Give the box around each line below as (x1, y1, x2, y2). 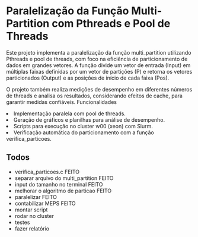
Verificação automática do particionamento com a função (14, 129, 154, 136)
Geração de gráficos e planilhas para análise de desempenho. (14, 116, 165, 123)
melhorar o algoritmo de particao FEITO (14, 187, 111, 194)
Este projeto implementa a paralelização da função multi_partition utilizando (6, 49, 191, 56)
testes (14, 219, 30, 226)
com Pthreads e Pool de (51, 17, 171, 30)
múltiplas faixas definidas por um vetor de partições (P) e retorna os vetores (6, 68, 193, 75)
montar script (14, 206, 48, 213)
